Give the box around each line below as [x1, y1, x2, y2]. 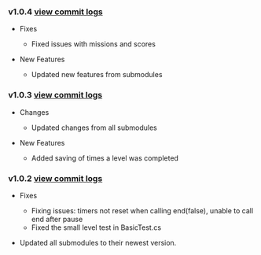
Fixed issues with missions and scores [31, 39, 156, 49]
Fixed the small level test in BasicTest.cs [31, 223, 162, 232]
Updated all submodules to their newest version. [19, 238, 177, 247]
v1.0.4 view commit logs [8, 6, 104, 17]
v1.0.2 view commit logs [8, 172, 103, 183]
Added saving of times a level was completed [31, 153, 179, 163]
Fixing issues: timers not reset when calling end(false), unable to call [31, 205, 254, 215]
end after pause [31, 214, 83, 224]
